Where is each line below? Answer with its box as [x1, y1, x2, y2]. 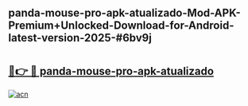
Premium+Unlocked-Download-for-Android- [8, 19, 234, 33]
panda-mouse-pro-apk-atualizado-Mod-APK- [8, 6, 241, 20]
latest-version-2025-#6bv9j [8, 31, 153, 45]
